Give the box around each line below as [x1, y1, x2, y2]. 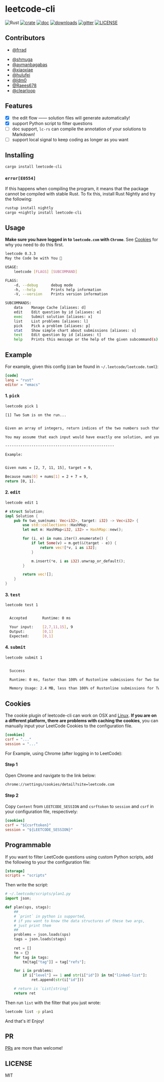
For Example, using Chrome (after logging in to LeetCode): [5, 750, 123, 756]
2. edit [5, 489, 21, 495]
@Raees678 [12, 82, 37, 88]
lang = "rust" [5, 377, 34, 383]
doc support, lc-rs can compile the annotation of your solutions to [12, 126, 146, 132]
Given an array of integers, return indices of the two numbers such [5, 425, 150, 431]
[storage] [5, 868, 25, 873]
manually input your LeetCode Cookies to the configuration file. [5, 723, 133, 729]
